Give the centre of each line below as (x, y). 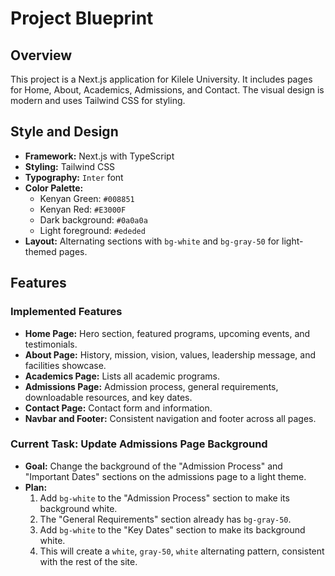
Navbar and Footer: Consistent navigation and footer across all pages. (170, 418)
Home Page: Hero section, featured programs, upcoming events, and (167, 333)
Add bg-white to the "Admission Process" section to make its (164, 498)
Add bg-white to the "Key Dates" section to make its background (172, 529)
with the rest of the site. (88, 561)
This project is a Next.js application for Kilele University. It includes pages (161, 79)
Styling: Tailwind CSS (70, 166)
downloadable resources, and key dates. (108, 397)
